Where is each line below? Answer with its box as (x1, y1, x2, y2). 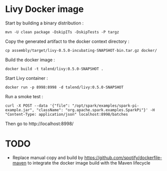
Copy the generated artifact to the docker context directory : (5, 38, 130, 44)
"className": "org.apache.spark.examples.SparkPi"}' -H (36, 107, 155, 113)
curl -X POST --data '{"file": (5, 103, 70, 108)
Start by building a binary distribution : (5, 20, 84, 26)
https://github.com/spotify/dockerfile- (84, 155, 163, 161)
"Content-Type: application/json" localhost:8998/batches (5, 112, 128, 117)
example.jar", (5, 107, 35, 113)
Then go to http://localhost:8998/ (5, 121, 74, 127)
